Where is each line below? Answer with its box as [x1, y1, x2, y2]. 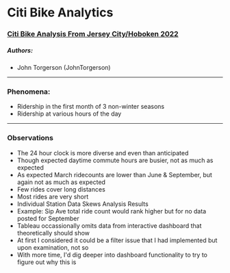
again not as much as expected [16, 178, 106, 186]
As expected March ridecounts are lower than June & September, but [16, 170, 212, 179]
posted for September [16, 214, 80, 222]
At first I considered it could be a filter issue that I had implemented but [16, 236, 218, 244]
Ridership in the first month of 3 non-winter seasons [16, 103, 165, 111]
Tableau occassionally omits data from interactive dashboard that [16, 221, 202, 230]
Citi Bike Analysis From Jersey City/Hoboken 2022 [7, 29, 179, 39]
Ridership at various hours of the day [16, 109, 122, 118]
